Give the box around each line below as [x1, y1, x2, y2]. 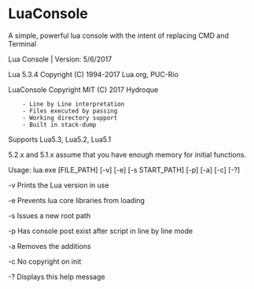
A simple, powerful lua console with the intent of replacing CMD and [8, 31, 230, 40]
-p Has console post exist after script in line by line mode [8, 226, 193, 235]
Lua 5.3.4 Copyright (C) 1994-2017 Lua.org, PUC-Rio [8, 69, 179, 79]
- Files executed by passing [22, 107, 118, 115]
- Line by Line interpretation [22, 100, 125, 108]
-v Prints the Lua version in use [8, 180, 109, 190]
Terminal [8, 39, 37, 48]
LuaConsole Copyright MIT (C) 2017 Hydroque [8, 84, 159, 94]
